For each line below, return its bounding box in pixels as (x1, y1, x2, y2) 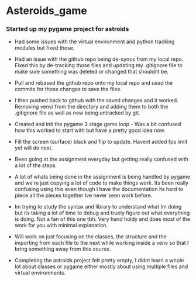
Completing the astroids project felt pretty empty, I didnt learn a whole (14, 257, 184, 264)
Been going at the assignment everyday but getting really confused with (14, 156, 189, 163)
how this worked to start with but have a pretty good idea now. (14, 127, 166, 134)
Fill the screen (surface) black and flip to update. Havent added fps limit (14, 138, 188, 145)
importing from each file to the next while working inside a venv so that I (14, 240, 189, 247)
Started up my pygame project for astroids (6, 25, 129, 33)
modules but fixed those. (14, 44, 75, 51)
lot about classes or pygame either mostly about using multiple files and (14, 263, 188, 270)
